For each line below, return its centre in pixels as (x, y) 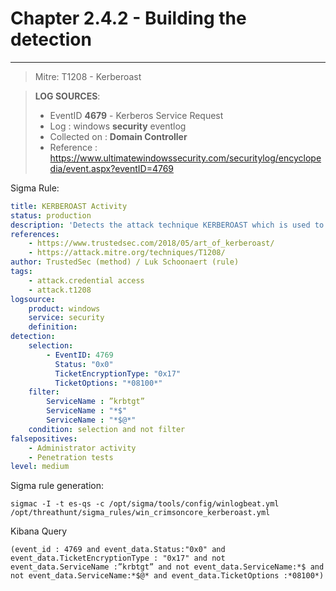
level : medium (40, 467)
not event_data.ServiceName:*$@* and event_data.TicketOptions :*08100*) (167, 576)
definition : (53, 327)
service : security (66, 318)
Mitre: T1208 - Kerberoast (88, 76)
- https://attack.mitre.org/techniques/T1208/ (127, 253)
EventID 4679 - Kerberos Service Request (136, 115)
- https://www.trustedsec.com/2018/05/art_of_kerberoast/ (151, 243)
